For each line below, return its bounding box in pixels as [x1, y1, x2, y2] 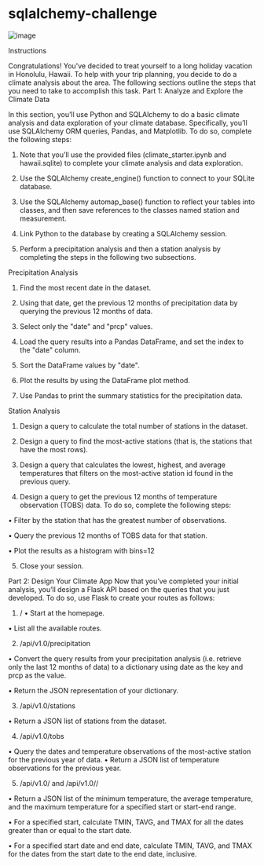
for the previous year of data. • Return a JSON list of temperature [8, 755, 220, 764]
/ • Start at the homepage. [19, 608, 104, 617]
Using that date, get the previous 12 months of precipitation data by [19, 298, 238, 307]
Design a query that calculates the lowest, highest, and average [19, 460, 226, 470]
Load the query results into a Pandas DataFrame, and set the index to [19, 337, 244, 346]
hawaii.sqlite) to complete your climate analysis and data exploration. [19, 158, 244, 167]
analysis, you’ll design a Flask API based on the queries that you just [8, 584, 229, 594]
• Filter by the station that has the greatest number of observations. [8, 515, 227, 524]
